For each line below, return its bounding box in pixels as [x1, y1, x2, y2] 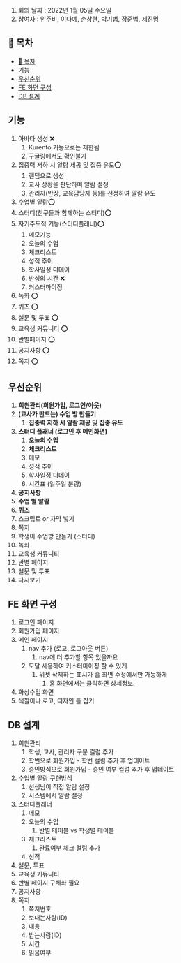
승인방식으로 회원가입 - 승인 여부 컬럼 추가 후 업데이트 [28, 765, 175, 774]
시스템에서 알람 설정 [28, 791, 83, 800]
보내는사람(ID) [28, 913, 68, 922]
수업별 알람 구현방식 [17, 774, 72, 782]
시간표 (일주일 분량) [28, 480, 82, 488]
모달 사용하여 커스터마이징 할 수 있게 [28, 662, 127, 670]
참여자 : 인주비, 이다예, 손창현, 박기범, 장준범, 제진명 [17, 15, 159, 23]
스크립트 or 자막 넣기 [17, 515, 75, 523]
